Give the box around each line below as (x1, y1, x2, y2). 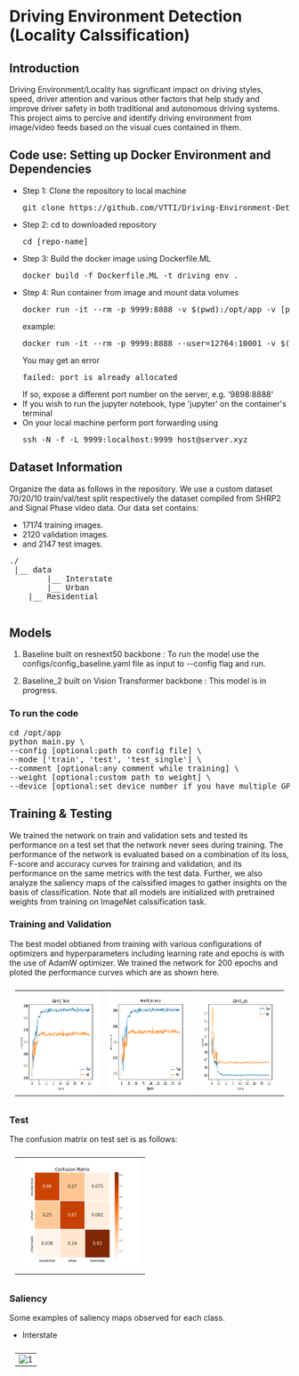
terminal (21, 408, 53, 418)
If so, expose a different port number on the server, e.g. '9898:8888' (21, 389, 274, 400)
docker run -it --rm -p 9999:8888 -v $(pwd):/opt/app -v (21, 304, 276, 314)
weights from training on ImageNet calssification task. (9, 896, 207, 907)
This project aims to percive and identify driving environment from (9, 113, 252, 123)
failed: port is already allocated (21, 372, 178, 382)
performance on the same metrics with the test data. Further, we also (9, 868, 263, 878)
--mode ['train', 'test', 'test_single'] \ (9, 754, 202, 765)
